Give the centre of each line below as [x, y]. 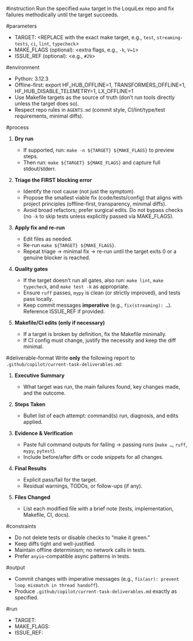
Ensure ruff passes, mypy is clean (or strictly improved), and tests [102, 293]
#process [17, 127]
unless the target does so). [47, 104]
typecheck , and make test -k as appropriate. [76, 287]
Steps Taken [30, 404]
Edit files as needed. [48, 239]
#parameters [22, 26]
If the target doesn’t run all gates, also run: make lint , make [93, 280]
